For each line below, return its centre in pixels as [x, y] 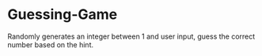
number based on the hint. [51, 44]
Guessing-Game [63, 15]
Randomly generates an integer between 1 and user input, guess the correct [131, 36]
